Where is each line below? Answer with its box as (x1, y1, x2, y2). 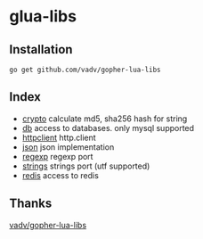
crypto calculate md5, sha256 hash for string (21, 113, 188, 124)
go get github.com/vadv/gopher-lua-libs (9, 65, 162, 74)
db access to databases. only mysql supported (21, 122, 194, 133)
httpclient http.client (21, 132, 96, 143)
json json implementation (21, 141, 115, 152)
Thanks (9, 196, 53, 211)
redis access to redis (21, 169, 100, 180)
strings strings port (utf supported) (21, 161, 150, 171)
